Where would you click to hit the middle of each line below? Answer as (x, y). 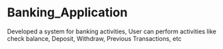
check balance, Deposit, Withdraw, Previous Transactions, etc (94, 38)
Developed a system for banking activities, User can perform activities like (112, 31)
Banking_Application (67, 13)
